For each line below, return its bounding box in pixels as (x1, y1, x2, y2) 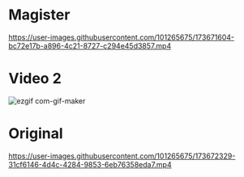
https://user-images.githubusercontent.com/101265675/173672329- (8, 151, 236, 161)
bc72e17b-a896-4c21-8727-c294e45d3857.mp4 (8, 40, 172, 50)
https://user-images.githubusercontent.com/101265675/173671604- (8, 32, 235, 42)
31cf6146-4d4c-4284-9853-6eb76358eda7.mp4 (8, 159, 172, 169)
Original (8, 124, 63, 143)
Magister (8, 6, 71, 24)
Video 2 (8, 70, 62, 88)
